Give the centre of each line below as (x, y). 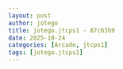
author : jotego (33, 23)
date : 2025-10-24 (37, 38)
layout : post (30, 15)
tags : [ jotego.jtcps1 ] (46, 52)
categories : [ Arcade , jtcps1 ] (58, 45)
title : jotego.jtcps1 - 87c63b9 (61, 30)
